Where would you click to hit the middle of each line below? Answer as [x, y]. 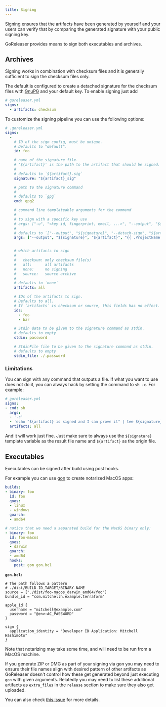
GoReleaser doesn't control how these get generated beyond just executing [82, 674]
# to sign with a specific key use [51, 219]
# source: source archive [45, 274]
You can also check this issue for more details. [53, 700]
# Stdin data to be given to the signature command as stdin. [79, 329]
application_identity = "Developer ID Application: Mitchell [74, 631]
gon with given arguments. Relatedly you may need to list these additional [80, 679]
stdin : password [31, 338]
